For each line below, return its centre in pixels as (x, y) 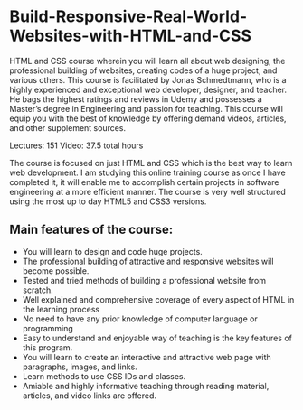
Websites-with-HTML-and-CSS (130, 36)
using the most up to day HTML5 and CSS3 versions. (108, 201)
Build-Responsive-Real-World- (128, 17)
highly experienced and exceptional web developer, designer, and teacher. (148, 89)
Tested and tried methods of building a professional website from (144, 280)
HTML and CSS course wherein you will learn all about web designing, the (147, 61)
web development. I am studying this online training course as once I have (148, 172)
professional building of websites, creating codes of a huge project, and (143, 70)
